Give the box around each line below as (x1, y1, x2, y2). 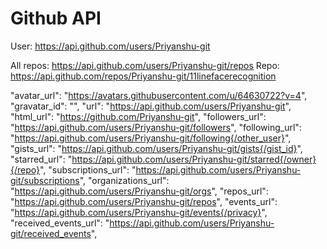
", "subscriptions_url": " (39, 163, 137, 176)
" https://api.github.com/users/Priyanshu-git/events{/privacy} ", (10, 206, 268, 218)
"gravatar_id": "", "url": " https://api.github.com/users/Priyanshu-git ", (10, 100, 292, 112)
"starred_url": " (10, 153, 73, 165)
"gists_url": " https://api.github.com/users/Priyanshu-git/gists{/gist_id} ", (10, 142, 303, 154)
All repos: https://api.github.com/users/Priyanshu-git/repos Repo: (10, 59, 280, 71)
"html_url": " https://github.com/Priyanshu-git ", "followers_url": (10, 110, 267, 122)
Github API (10, 7, 102, 30)
